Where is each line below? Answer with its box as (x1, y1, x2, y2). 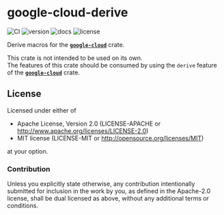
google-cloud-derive (7, 5, 128, 20)
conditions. (7, 201, 39, 210)
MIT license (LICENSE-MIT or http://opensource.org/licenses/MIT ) (16, 134, 204, 142)
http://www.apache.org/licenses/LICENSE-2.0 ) (16, 126, 149, 134)
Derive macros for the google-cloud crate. (7, 40, 125, 48)
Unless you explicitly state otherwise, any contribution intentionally (7, 180, 195, 188)
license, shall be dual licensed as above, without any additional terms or (7, 195, 210, 203)
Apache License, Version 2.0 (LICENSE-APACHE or (16, 119, 161, 128)
